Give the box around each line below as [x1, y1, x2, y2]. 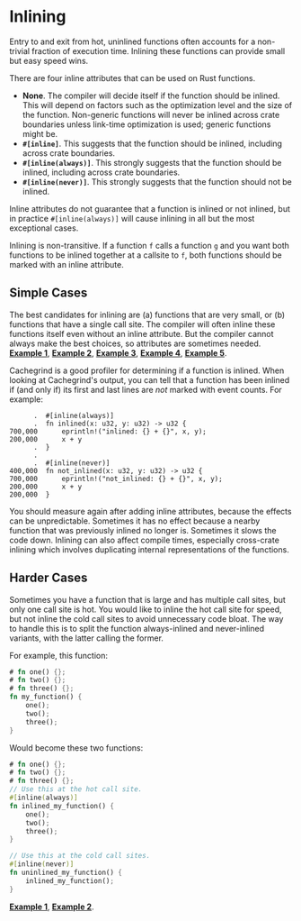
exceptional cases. [9, 223, 79, 233]
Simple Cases [9, 286, 88, 301]
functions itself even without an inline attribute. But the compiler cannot [9, 328, 274, 339]
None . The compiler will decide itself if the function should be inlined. [22, 90, 280, 101]
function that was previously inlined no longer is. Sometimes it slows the [9, 524, 277, 535]
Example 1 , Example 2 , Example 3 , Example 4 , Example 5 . [9, 347, 227, 358]
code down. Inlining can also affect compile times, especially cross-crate [9, 534, 280, 545]
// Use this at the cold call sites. [9, 852, 151, 861]
